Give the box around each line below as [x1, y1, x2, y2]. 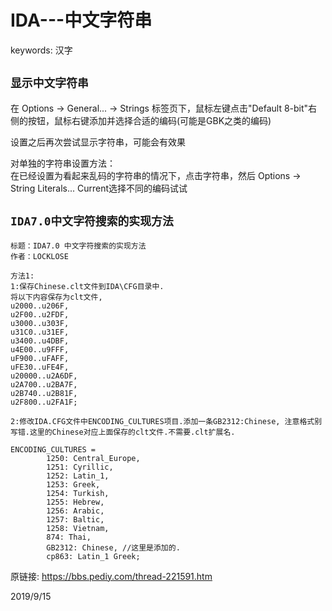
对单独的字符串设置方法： [10, 157, 116, 169]
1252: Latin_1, [46, 471, 110, 481]
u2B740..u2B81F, [10, 388, 78, 398]
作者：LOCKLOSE [10, 251, 69, 261]
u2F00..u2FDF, [10, 309, 70, 320]
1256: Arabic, [46, 506, 105, 516]
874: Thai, [46, 532, 92, 542]
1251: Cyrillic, [46, 462, 114, 472]
